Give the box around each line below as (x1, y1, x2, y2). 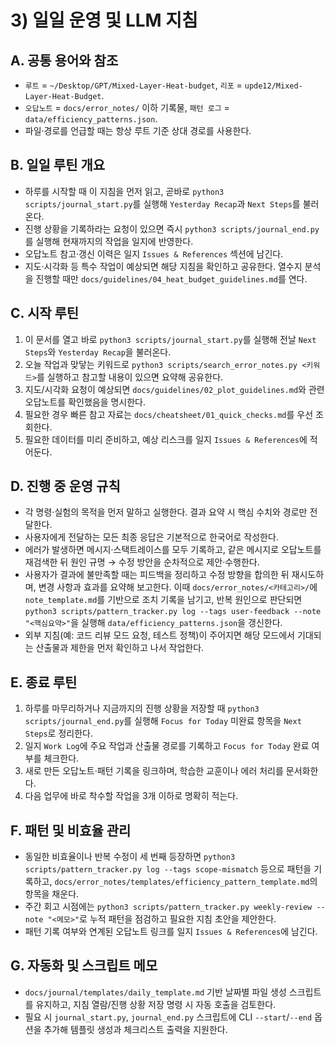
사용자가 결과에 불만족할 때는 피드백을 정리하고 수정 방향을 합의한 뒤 (24, 569, 290, 581)
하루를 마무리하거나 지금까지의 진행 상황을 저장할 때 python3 (24, 702, 260, 715)
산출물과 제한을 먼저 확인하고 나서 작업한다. (35, 642, 205, 654)
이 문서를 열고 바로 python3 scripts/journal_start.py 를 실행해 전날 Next (24, 333, 317, 345)
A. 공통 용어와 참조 (10, 52, 119, 69)
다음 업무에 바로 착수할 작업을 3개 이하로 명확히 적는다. (24, 790, 239, 802)
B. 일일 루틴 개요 (10, 157, 106, 174)
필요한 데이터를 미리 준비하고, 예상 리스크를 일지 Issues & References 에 (24, 433, 308, 445)
